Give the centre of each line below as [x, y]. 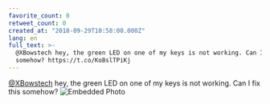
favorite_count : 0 [39, 16]
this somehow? [33, 91]
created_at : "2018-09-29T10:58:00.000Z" [77, 30]
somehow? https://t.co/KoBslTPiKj [73, 61]
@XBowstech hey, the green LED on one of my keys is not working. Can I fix [135, 83]
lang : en [23, 38]
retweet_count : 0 [37, 23]
